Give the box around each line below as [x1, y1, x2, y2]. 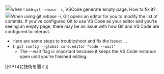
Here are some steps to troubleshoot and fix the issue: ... [12, 38, 128, 44]
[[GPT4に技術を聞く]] [5, 64, 49, 69]
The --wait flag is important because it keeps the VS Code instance [19, 49, 156, 54]
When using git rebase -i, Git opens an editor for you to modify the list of [11, 13, 158, 19]
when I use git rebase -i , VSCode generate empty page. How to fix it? [11, 6, 156, 12]
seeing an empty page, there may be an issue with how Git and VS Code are [5, 23, 160, 29]
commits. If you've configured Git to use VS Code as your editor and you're [5, 18, 157, 24]
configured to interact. [5, 29, 51, 34]
